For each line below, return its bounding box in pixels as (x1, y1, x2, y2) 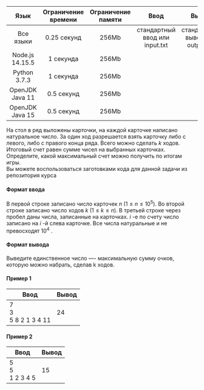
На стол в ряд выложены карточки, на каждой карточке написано (6, 127, 178, 133)
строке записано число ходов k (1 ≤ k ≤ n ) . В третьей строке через (6, 206, 181, 214)
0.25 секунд (45, 33, 82, 41)
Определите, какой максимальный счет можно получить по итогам (6, 152, 182, 159)
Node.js (12, 51, 35, 59)
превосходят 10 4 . (6, 226, 53, 234)
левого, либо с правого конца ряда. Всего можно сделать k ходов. (6, 139, 180, 147)
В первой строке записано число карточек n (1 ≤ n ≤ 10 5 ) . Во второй (6, 199, 185, 207)
